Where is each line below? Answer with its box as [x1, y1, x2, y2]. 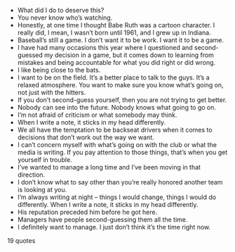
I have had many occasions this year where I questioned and [17, 44, 193, 51]
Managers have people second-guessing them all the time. [17, 215, 188, 224]
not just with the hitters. [17, 88, 86, 96]
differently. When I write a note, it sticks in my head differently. [17, 201, 199, 208]
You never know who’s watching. [17, 13, 113, 22]
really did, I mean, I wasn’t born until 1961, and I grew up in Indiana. [17, 28, 212, 37]
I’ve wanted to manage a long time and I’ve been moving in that [17, 163, 201, 171]
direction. [17, 170, 46, 179]
